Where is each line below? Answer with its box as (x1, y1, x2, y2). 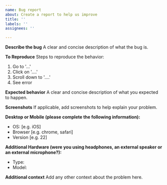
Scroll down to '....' (12, 74, 51, 80)
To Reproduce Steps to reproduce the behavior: (5, 54, 104, 60)
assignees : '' (5, 26, 35, 31)
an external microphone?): (5, 149, 62, 155)
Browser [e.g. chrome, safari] (12, 129, 74, 135)
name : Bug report (5, 7, 42, 13)
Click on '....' (12, 69, 38, 75)
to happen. (5, 95, 28, 101)
